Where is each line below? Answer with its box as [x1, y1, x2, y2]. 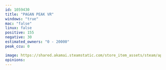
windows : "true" [5, 16, 39, 21]
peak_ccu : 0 [5, 44, 30, 49]
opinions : [5, 57, 26, 62]
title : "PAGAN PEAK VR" [5, 12, 54, 17]
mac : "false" [5, 21, 32, 26]
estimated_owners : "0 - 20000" [5, 39, 70, 44]
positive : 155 [5, 30, 35, 35]
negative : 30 [5, 35, 32, 40]
